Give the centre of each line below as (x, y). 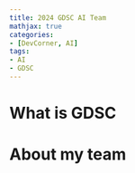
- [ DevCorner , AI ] (44, 43)
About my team (68, 154)
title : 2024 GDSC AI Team (58, 18)
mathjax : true (36, 26)
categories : (31, 34)
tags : (19, 52)
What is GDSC (63, 113)
